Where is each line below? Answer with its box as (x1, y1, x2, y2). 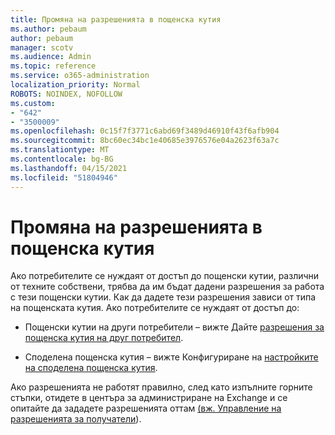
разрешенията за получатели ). (10, 413, 142, 425)
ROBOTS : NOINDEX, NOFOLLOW (10, 89, 123, 99)
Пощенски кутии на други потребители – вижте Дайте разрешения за (24, 321, 325, 333)
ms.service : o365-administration (10, 71, 150, 81)
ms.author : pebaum (10, 24, 87, 34)
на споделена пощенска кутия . (24, 362, 158, 374)
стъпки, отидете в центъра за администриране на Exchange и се (10, 392, 288, 404)
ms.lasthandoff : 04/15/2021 (10, 163, 128, 173)
